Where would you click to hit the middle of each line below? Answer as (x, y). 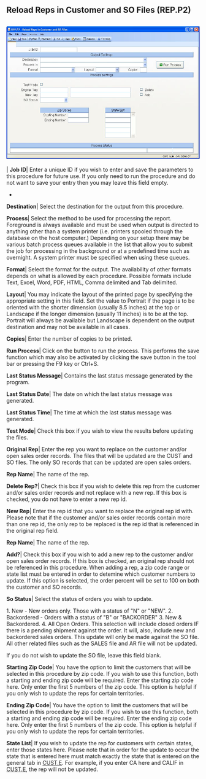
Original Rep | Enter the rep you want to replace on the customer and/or (97, 449)
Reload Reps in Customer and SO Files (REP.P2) (99, 10)
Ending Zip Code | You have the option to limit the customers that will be (97, 705)
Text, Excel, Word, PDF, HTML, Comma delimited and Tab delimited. (92, 282)
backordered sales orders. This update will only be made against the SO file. (103, 637)
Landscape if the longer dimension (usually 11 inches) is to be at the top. (97, 314)
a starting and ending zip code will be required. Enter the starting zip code (100, 680)
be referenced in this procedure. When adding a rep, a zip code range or (98, 568)
